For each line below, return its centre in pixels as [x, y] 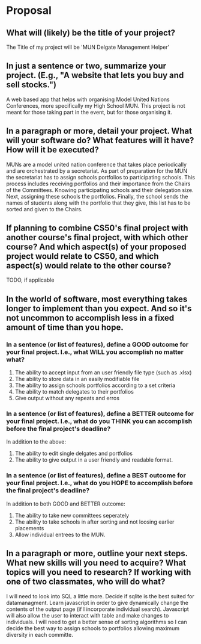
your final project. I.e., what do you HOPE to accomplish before [100, 483]
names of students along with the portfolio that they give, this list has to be [98, 203]
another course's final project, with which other [97, 237]
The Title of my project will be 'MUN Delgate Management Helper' [88, 47]
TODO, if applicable [30, 280]
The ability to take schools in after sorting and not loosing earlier [94, 522]
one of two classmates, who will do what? [86, 582]
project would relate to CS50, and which [82, 256]
